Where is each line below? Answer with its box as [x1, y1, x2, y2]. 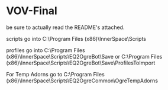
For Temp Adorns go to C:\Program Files [6, 70, 105, 78]
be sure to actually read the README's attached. [6, 24, 125, 31]
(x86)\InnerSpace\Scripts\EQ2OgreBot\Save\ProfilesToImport [6, 59, 156, 66]
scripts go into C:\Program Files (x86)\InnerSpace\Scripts [6, 35, 147, 42]
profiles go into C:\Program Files [6, 46, 86, 54]
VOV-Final [6, 4, 57, 18]
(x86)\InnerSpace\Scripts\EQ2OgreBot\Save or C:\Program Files [6, 53, 163, 60]
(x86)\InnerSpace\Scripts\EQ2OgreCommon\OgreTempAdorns [6, 77, 159, 84]
